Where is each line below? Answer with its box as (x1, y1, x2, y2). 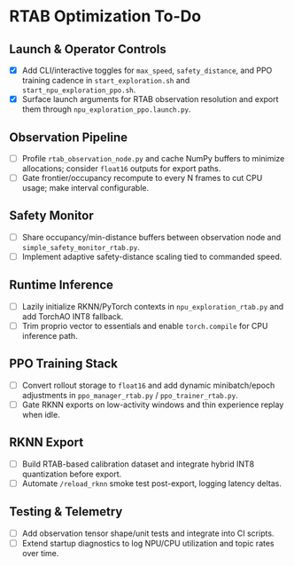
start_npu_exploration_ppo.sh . (21, 84, 136, 95)
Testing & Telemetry (9, 504, 123, 520)
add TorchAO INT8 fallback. (21, 311, 124, 321)
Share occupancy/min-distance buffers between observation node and (21, 232, 282, 242)
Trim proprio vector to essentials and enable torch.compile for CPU (21, 320, 268, 331)
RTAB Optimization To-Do (9, 6, 202, 27)
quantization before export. (21, 468, 122, 479)
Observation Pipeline (9, 130, 128, 145)
